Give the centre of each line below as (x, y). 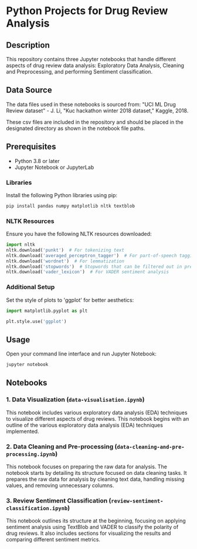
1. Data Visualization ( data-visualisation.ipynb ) (75, 400)
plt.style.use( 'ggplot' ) (36, 321)
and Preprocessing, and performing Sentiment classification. (79, 71)
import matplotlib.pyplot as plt (47, 311)
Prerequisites (31, 147)
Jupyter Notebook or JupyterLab (54, 167)
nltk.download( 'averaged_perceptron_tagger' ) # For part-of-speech (91, 255)
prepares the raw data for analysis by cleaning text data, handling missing (95, 479)
